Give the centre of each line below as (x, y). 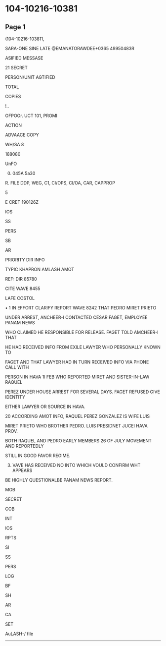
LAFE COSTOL (20, 298)
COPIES (13, 96)
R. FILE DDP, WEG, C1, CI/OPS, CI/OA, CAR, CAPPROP (60, 183)
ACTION (14, 125)
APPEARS (22, 470)
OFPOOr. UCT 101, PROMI (31, 116)
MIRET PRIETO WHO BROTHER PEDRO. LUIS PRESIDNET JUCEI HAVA (77, 426)
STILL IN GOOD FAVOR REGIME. (38, 456)
